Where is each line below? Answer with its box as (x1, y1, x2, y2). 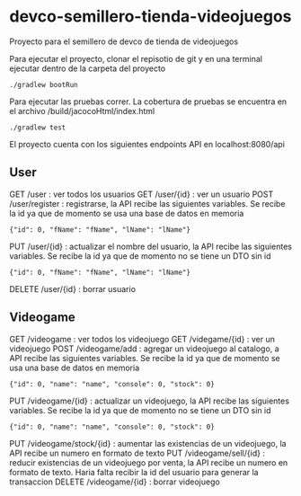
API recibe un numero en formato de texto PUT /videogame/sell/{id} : (9, 447, 265, 458)
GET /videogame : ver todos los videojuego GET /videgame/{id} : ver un (9, 333, 276, 344)
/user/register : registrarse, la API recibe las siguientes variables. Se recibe (9, 198, 286, 208)
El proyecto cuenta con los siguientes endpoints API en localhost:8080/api (9, 138, 286, 149)
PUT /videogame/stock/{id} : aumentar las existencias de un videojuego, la (9, 438, 287, 448)
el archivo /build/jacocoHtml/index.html (9, 105, 155, 116)
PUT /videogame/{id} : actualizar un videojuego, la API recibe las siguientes (9, 395, 290, 406)
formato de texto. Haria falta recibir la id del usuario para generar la (9, 466, 259, 477)
